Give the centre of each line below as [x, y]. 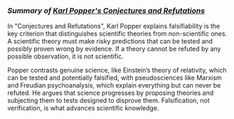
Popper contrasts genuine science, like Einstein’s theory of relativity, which [117, 71]
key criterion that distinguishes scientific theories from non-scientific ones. [117, 33]
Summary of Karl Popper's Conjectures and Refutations [106, 11]
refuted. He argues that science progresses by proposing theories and [111, 93]
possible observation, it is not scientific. [66, 56]
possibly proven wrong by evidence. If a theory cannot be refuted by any [114, 49]
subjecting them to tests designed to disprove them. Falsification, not [108, 100]
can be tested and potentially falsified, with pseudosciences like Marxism [115, 78]
